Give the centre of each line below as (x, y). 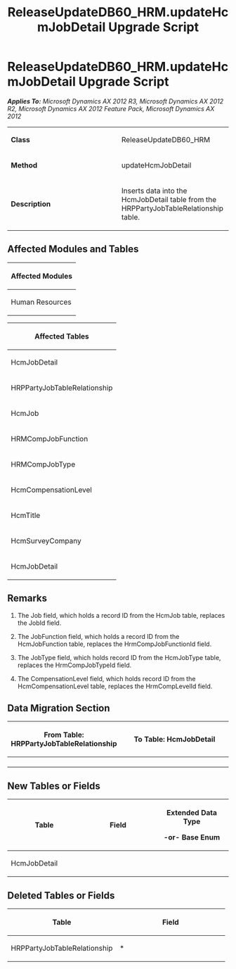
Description (31, 203)
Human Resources (41, 302)
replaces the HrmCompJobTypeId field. (74, 665)
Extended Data (192, 813)
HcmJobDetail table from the (169, 199)
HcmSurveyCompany (46, 540)
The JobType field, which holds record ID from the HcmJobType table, (119, 657)
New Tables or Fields (54, 786)
